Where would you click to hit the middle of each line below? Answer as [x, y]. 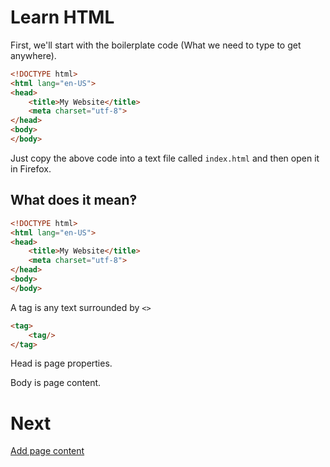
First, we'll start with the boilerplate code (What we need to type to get [156, 45]
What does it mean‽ [74, 200]
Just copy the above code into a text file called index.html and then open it [165, 158]
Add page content [47, 451]
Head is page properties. [61, 363]
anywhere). [33, 55]
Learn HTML [62, 17]
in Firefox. [31, 168]
